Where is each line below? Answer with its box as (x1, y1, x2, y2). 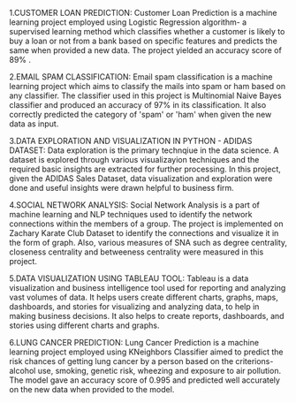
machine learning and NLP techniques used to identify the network (9, 209, 253, 219)
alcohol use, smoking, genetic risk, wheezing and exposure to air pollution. (9, 366, 281, 376)
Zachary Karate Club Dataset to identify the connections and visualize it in (9, 228, 279, 238)
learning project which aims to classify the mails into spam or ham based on (9, 81, 285, 91)
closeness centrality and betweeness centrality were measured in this (9, 247, 264, 257)
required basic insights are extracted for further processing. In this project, (9, 163, 281, 174)
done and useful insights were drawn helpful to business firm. (9, 183, 234, 193)
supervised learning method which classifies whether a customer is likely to (9, 27, 285, 36)
